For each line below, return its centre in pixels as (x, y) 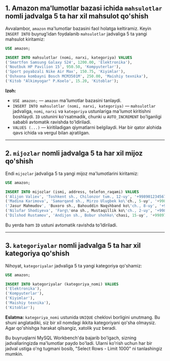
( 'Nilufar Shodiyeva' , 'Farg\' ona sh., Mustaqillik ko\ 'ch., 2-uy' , (79, 211)
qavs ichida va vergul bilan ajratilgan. (51, 132)
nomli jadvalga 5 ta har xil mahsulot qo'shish (77, 16)
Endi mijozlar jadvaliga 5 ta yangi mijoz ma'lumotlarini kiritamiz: (72, 173)
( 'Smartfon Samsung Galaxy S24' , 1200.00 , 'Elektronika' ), (69, 62)
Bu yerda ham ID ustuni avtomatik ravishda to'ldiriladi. (61, 225)
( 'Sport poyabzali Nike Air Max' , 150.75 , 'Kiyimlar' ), (65, 72)
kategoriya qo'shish (37, 254)
